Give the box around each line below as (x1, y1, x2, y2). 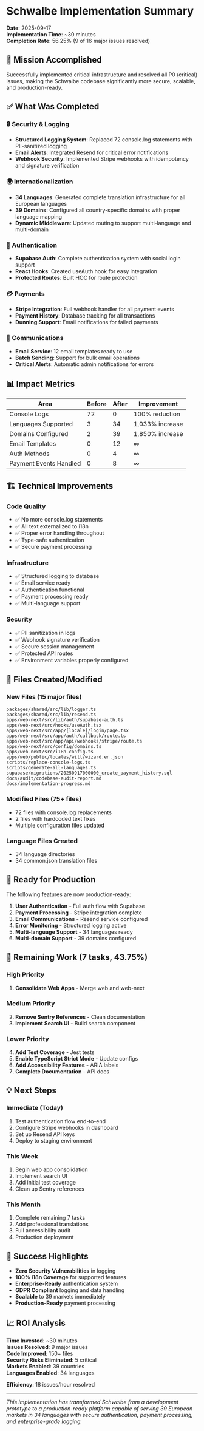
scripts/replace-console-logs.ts (6, 760, 91, 766)
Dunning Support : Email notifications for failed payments (15, 319, 158, 326)
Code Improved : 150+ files (6, 1350, 73, 1357)
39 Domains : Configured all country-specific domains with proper (15, 206, 181, 214)
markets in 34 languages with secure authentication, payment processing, (6, 1412, 193, 1418)
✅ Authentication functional (15, 586, 84, 593)
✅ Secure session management (15, 642, 94, 650)
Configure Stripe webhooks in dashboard (15, 1124, 118, 1131)
